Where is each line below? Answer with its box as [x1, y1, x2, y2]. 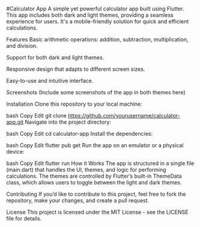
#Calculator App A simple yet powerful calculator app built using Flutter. [6, 5, 184, 12]
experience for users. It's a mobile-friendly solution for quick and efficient [6, 18, 189, 25]
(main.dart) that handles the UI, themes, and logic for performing [6, 166, 166, 173]
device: [6, 148, 25, 155]
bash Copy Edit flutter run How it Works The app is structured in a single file [6, 160, 195, 167]
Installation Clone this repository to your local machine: [6, 100, 142, 107]
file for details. [6, 215, 42, 222]
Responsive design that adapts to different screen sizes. [6, 65, 145, 73]
